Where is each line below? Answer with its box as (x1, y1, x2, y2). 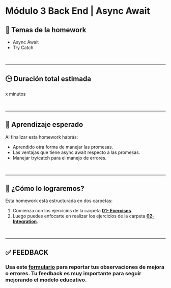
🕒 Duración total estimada (5, 75, 92, 83)
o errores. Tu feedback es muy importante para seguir (5, 270, 141, 277)
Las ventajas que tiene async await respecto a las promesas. (12, 149, 140, 156)
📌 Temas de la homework (5, 26, 87, 34)
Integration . (12, 218, 38, 225)
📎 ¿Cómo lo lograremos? (5, 184, 84, 193)
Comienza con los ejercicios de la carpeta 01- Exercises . (12, 208, 133, 214)
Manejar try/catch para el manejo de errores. (12, 154, 107, 161)
